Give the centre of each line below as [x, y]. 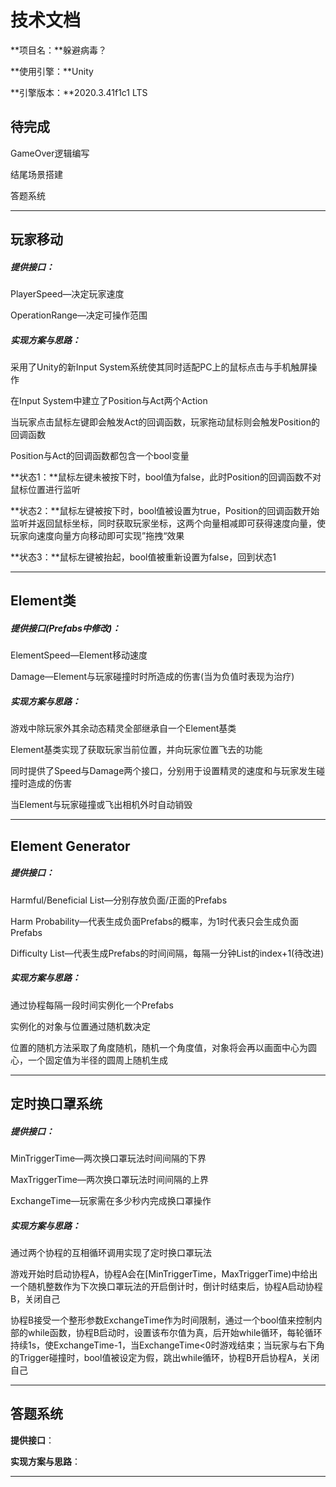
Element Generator [70, 846]
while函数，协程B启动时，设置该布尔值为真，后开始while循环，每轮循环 [175, 1333]
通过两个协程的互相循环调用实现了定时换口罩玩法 [111, 1253]
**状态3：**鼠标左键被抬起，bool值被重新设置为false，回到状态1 [143, 557]
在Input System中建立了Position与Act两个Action [109, 401]
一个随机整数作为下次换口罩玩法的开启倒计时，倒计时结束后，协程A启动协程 [166, 1287]
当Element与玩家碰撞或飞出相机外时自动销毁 [101, 805]
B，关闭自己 [35, 1299]
